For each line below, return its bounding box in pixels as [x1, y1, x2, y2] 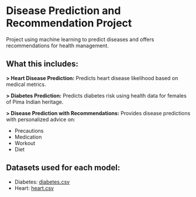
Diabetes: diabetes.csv [14, 178, 70, 185]
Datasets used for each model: [6, 163, 121, 173]
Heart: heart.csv [14, 184, 54, 191]
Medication [14, 133, 42, 140]
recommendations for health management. [6, 42, 109, 49]
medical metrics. [6, 81, 46, 88]
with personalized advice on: [6, 116, 76, 123]
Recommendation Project [6, 16, 132, 30]
